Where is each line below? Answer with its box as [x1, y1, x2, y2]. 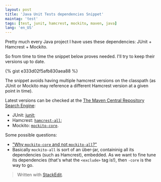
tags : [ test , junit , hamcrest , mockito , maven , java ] [5, 21, 117, 26]
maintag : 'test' [5, 16, 38, 21]
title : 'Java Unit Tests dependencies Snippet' [5, 12, 104, 17]
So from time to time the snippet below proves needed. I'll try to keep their [5, 53, 155, 59]
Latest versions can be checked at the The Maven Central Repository [5, 97, 145, 103]
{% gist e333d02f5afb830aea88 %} [5, 68, 78, 74]
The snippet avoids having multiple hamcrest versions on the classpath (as [5, 78, 156, 84]
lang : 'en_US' [5, 25, 34, 30]
